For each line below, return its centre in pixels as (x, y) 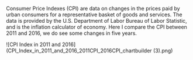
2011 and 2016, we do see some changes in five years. (72, 33)
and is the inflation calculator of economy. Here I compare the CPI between (96, 27)
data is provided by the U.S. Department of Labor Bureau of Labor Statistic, (96, 21)
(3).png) (163, 51)
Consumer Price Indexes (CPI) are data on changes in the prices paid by (93, 8)
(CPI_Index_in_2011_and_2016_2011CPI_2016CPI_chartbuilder (79, 51)
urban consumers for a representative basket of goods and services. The (94, 15)
